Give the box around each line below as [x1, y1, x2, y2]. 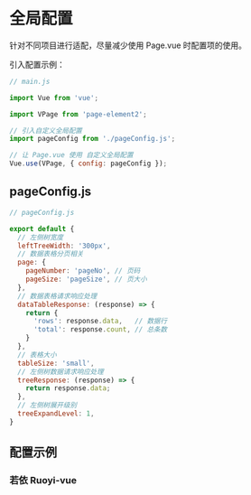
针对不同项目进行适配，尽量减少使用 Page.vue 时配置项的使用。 [9, 40, 246, 51]
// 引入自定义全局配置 [9, 126, 83, 135]
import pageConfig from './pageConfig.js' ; [9, 135, 176, 144]
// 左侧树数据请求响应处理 [17, 367, 104, 376]
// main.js [9, 77, 51, 86]
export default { [9, 224, 75, 233]
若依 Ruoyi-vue [9, 474, 77, 487]
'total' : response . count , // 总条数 [33, 325, 168, 334]
